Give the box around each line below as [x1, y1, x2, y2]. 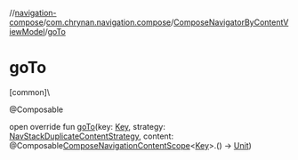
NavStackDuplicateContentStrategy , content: [9, 131, 174, 141]
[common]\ [9, 86, 51, 97]
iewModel [9, 27, 45, 36]
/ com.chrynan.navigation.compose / [43, 17, 174, 28]
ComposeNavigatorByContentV [173, 17, 289, 28]
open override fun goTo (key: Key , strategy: [9, 121, 166, 132]
